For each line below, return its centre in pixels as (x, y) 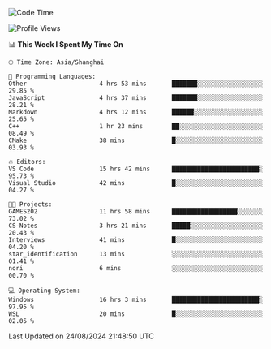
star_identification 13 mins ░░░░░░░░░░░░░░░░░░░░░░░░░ (136, 254)
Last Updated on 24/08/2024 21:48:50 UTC (81, 336)
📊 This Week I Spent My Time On (66, 44)
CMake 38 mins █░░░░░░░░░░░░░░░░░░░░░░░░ (136, 140)
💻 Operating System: (45, 291)
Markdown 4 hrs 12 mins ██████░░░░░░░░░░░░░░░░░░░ (136, 112)
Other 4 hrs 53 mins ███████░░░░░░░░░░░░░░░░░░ (136, 84)
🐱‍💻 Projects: (30, 205)
